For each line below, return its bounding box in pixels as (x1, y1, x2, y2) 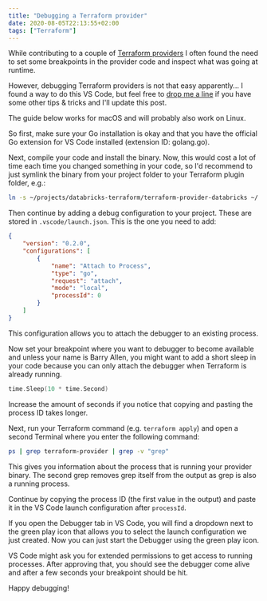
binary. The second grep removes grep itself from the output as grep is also (8, 470, 257, 480)
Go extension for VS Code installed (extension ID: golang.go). (8, 137, 210, 147)
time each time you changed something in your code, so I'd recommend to (8, 161, 253, 171)
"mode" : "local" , (50, 285, 109, 293)
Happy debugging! (8, 583, 69, 592)
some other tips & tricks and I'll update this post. (8, 98, 167, 108)
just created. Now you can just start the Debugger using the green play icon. (8, 535, 259, 544)
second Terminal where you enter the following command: (8, 432, 200, 441)
